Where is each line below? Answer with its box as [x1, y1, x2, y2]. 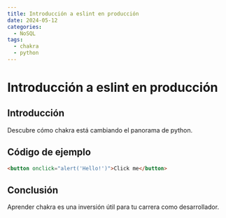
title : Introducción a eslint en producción [7, 10, 139, 18]
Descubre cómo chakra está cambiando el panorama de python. [7, 125, 193, 134]
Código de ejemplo [7, 147, 91, 158]
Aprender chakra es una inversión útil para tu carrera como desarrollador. [7, 203, 219, 211]
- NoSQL [13, 29, 36, 37]
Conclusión [7, 184, 59, 196]
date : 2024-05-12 [7, 17, 58, 24]
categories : [7, 23, 42, 30]
